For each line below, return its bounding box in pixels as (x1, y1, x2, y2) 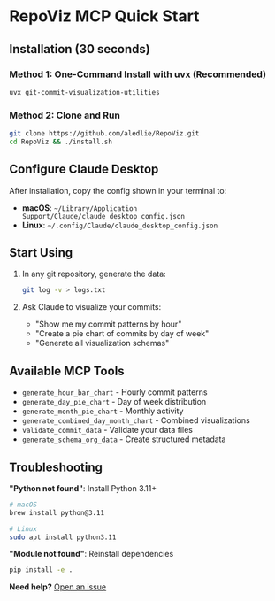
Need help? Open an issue (9, 582, 107, 592)
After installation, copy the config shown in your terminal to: (9, 185, 227, 196)
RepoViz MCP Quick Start (9, 6, 200, 27)
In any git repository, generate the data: (21, 268, 166, 280)
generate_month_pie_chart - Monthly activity (21, 405, 184, 417)
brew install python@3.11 (9, 508, 104, 517)
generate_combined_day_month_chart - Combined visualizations (21, 415, 250, 426)
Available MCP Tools (9, 363, 126, 378)
